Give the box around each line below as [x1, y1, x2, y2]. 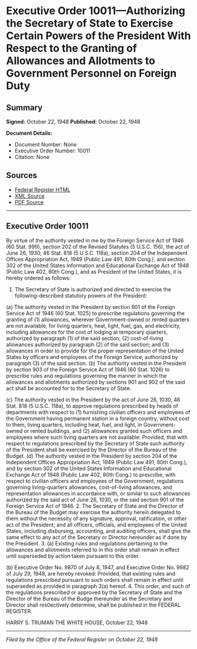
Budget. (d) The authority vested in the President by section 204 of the [6, 452, 178, 460]
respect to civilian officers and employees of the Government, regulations [6, 477, 184, 484]
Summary [6, 102, 43, 112]
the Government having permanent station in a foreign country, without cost [6, 415, 189, 422]
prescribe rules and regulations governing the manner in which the [6, 372, 167, 379]
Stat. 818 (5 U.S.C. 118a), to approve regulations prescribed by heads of [6, 402, 179, 410]
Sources [6, 171, 38, 181]
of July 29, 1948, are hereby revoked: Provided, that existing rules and [6, 570, 176, 577]
